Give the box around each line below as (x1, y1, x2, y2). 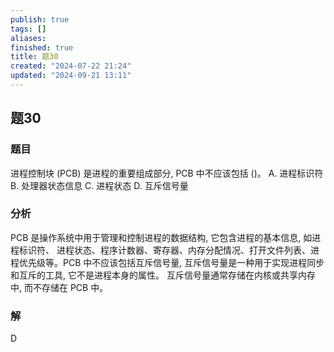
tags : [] (10, 24, 47, 34)
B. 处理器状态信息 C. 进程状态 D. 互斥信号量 (10, 179, 189, 191)
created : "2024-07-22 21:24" (10, 61, 132, 71)
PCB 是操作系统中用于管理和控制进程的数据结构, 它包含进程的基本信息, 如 (10, 231, 313, 243)
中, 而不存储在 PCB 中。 (10, 281, 109, 293)
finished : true (10, 42, 74, 53)
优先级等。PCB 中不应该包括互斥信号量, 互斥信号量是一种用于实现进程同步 (18, 256, 325, 268)
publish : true (10, 14, 70, 25)
